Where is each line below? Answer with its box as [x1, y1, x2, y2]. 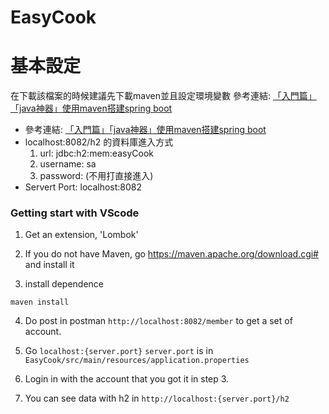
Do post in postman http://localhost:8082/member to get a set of [24, 315, 293, 327]
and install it [24, 259, 75, 271]
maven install [10, 297, 70, 308]
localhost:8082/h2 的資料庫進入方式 [24, 136, 174, 148]
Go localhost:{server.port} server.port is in [24, 345, 214, 357]
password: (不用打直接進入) [39, 170, 154, 182]
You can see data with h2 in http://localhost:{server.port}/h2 [24, 392, 290, 405]
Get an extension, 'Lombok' [24, 229, 139, 241]
